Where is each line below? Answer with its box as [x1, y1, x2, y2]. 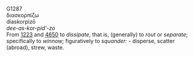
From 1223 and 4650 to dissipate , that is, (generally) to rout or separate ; [6, 31, 188, 38]
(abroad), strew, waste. [6, 44, 65, 51]
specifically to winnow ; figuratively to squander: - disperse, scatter [6, 38, 175, 44]
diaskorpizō [6, 18, 36, 25]
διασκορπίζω [6, 12, 40, 19]
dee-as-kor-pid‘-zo [6, 24, 56, 32]
